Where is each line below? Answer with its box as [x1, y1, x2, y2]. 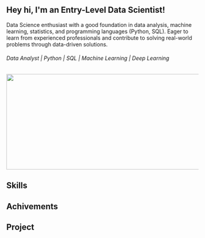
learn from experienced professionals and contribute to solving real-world [6, 34, 192, 42]
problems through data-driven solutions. [6, 40, 108, 48]
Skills [6, 180, 27, 191]
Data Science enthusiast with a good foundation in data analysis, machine [6, 21, 192, 28]
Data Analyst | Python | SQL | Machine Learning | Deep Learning [6, 54, 170, 62]
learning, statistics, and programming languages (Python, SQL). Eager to [6, 28, 189, 35]
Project [6, 222, 35, 232]
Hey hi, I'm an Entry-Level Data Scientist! [6, 5, 165, 15]
